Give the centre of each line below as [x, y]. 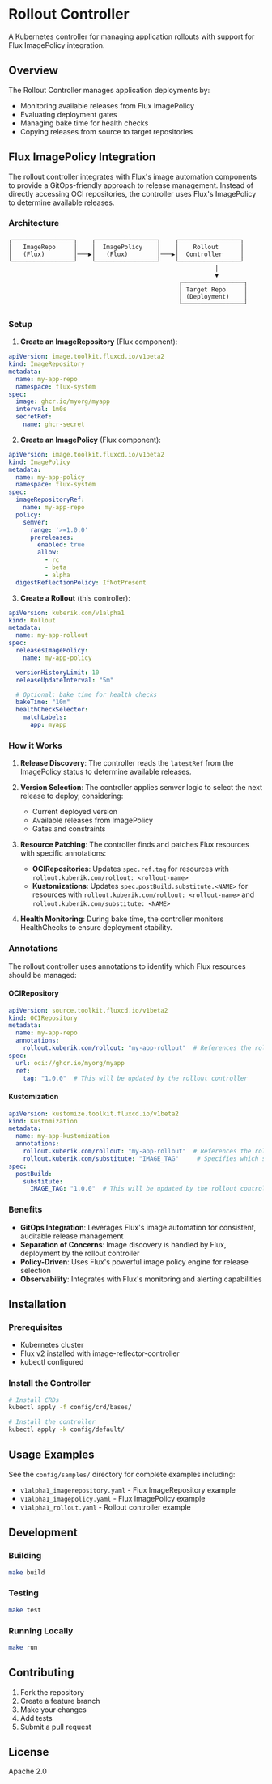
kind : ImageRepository [47, 364]
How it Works [35, 745]
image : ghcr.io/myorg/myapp [63, 401]
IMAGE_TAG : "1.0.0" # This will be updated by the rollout [133, 1189]
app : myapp [48, 725]
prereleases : [52, 537]
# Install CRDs [34, 1400]
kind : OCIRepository [43, 1018]
